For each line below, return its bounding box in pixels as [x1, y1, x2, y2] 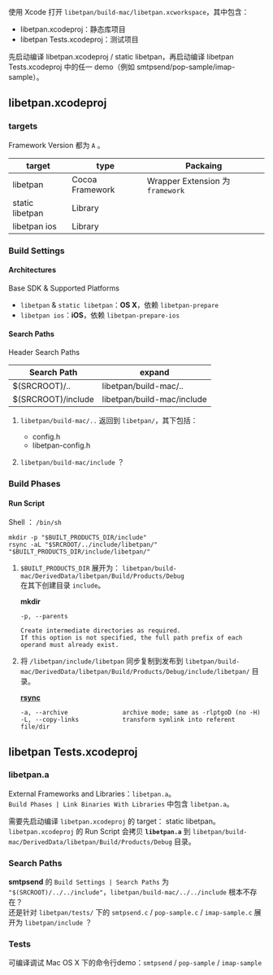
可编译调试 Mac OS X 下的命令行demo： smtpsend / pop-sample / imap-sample [8, 958, 262, 968]
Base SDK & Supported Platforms [8, 283, 120, 293]
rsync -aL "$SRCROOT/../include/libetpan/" [8, 540, 158, 549]
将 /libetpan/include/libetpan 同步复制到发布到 [19, 656, 184, 666]
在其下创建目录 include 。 [19, 580, 106, 590]
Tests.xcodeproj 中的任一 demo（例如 [8, 62, 136, 72]
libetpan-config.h [32, 440, 91, 450]
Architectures [8, 265, 57, 275]
